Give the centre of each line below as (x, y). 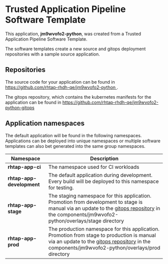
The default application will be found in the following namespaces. (73, 135)
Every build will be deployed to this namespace (103, 181)
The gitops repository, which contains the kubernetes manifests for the (78, 97)
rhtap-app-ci (24, 167)
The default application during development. (100, 175)
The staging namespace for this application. (100, 195)
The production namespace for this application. (104, 229)
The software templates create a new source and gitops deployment (75, 49)
